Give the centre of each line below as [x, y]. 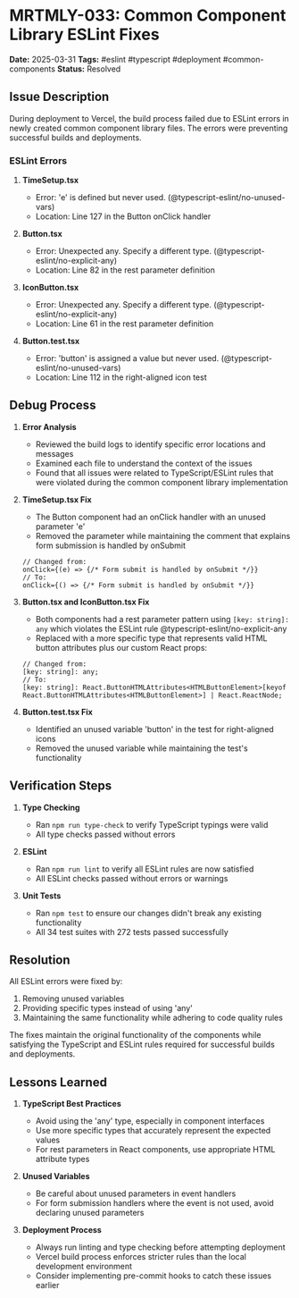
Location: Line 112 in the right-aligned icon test [121, 377]
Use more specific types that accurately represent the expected [153, 1131]
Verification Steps [61, 786]
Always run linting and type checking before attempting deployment [160, 1247]
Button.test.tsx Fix [58, 712]
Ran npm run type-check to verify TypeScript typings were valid [152, 824]
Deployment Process [62, 1230]
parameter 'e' [60, 526]
